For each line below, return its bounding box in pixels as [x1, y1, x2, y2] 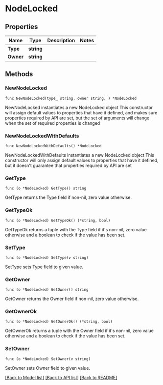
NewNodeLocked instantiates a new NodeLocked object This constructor [5, 104, 153, 110]
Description [47, 37, 75, 44]
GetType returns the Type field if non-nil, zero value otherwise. [5, 194, 132, 200]
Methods [5, 70, 33, 79]
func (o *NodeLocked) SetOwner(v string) [5, 357, 91, 361]
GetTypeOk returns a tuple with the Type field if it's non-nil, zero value [5, 226, 147, 232]
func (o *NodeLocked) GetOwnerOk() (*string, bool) [5, 319, 113, 324]
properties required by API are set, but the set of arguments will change [5, 115, 150, 121]
